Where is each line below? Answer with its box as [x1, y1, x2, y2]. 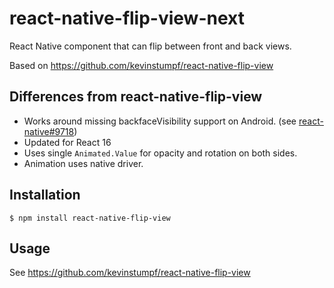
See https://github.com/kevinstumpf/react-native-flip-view [9, 267, 251, 279]
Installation [9, 187, 81, 204]
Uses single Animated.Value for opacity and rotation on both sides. [23, 147, 298, 159]
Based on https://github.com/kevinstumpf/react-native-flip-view [9, 59, 274, 71]
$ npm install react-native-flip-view [9, 213, 171, 223]
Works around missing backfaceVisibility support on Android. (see [23, 115, 297, 127]
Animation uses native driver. [23, 157, 144, 169]
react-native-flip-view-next [9, 7, 245, 30]
